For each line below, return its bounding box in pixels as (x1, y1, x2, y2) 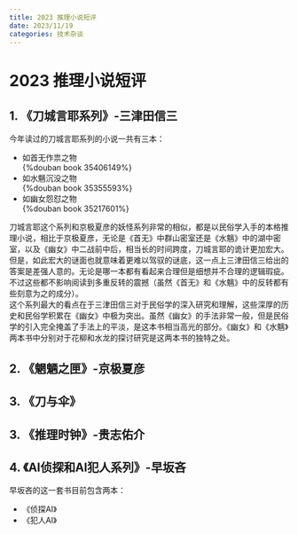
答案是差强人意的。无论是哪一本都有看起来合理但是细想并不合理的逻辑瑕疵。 (9, 266, 289, 277)
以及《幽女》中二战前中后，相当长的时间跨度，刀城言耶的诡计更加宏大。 (24, 244, 289, 255)
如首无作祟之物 (21, 153, 77, 163)
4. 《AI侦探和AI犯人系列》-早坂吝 (9, 459, 186, 475)
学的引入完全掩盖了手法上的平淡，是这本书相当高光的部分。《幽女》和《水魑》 (9, 321, 289, 333)
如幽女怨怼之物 (21, 193, 77, 204)
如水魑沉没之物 (21, 173, 77, 184)
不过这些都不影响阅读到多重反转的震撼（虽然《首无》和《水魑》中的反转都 (9, 277, 281, 288)
